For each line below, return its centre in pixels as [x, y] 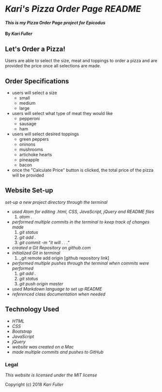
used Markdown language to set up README [57, 289]
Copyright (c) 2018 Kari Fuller [34, 384]
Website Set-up [29, 190]
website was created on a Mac [43, 347]
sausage [28, 124]
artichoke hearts [36, 155]
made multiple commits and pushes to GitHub [58, 352]
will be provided [28, 175]
